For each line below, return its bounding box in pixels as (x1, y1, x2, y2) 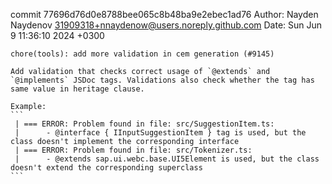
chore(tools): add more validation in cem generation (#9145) (10, 49, 275, 59)
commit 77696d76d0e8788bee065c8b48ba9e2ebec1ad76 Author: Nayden (10, 9, 319, 20)
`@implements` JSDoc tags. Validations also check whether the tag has (10, 75, 315, 85)
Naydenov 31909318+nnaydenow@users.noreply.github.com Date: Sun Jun (10, 19, 323, 31)
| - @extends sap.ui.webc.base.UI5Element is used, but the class (14, 154, 320, 164)
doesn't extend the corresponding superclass (10, 163, 203, 173)
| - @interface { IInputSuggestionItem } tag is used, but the (14, 128, 307, 138)
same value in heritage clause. (10, 84, 145, 94)
